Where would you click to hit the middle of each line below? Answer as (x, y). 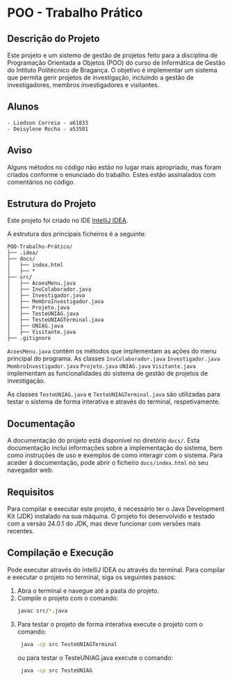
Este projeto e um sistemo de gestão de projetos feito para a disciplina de (113, 55)
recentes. (21, 531)
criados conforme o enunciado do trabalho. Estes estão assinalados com (111, 174)
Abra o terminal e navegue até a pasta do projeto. (88, 590)
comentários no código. (41, 182)
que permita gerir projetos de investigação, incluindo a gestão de (101, 77)
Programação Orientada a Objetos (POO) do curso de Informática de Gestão (116, 63)
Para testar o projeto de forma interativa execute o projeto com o (110, 624)
